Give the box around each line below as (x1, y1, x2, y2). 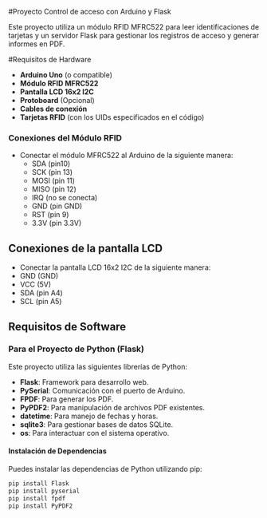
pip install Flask (8, 480, 69, 488)
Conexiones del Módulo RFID (8, 132, 122, 143)
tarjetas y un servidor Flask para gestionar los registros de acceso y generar (8, 31, 259, 40)
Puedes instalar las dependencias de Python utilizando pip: (8, 465, 202, 473)
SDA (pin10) (31, 159, 71, 168)
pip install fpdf (8, 494, 66, 502)
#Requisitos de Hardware (8, 55, 92, 64)
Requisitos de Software (8, 319, 127, 334)
